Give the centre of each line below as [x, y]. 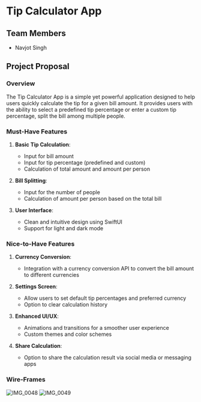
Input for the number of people [62, 192]
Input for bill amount [49, 156]
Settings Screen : [36, 287]
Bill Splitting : [31, 180]
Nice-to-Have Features [40, 243]
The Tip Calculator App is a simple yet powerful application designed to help [100, 97]
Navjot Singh [31, 47]
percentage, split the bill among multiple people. [66, 116]
